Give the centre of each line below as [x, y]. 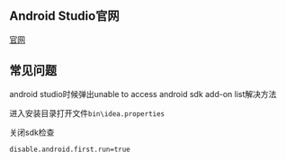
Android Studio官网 [64, 16]
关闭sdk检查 [32, 132]
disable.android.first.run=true [70, 149]
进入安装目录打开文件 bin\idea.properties [87, 113]
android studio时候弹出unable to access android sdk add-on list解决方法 [143, 94]
